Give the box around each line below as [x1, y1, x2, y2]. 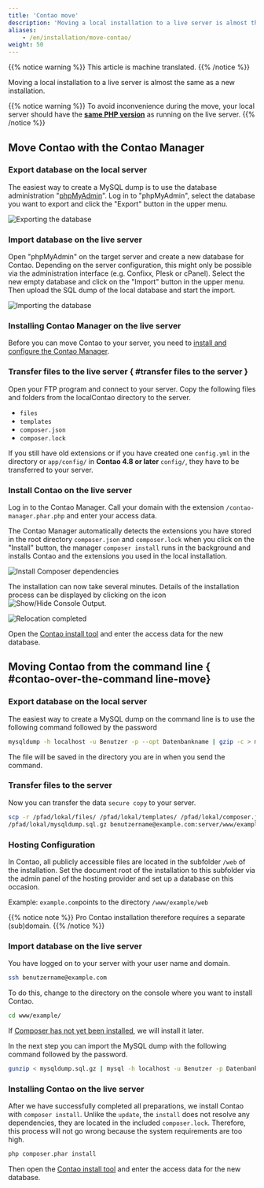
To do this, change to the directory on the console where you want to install [8, 988, 253, 997]
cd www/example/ [8, 1012, 61, 1020]
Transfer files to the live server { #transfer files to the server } [8, 366, 249, 377]
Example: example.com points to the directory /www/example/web [8, 897, 209, 907]
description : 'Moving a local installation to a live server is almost [8, 19, 247, 27]
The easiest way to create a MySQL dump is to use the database [8, 182, 218, 191]
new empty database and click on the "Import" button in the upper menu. [8, 277, 245, 287]
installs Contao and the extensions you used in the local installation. [8, 551, 228, 560]
